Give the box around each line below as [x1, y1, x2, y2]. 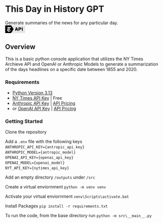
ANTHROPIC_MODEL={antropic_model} [5, 150, 76, 155]
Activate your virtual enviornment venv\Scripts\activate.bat [5, 193, 129, 199]
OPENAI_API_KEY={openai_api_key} [5, 155, 74, 160]
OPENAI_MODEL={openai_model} [5, 160, 65, 166]
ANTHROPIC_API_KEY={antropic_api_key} [5, 145, 85, 150]
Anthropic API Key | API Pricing [12, 100, 75, 107]
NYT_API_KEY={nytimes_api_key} [5, 166, 69, 171]
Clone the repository [5, 129, 47, 135]
